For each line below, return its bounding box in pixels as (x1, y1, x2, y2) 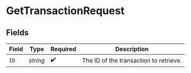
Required (50, 45, 76, 53)
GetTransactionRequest (6, 4, 125, 18)
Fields (6, 28, 29, 38)
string (28, 56, 45, 64)
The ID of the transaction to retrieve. (82, 56, 182, 64)
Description (115, 45, 149, 53)
